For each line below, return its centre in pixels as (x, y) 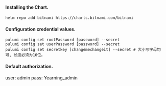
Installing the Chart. (27, 7)
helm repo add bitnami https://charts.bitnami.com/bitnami (69, 18)
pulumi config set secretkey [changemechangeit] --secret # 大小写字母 (81, 50)
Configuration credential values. (40, 29)
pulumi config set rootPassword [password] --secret (63, 40)
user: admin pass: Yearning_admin (42, 78)
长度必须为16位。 (29, 55)
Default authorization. (29, 66)
